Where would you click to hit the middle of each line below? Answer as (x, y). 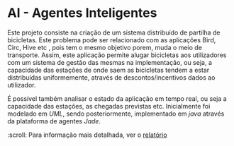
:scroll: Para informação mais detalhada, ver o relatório (88, 135)
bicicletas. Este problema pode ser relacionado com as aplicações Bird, (112, 39)
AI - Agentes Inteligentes (82, 13)
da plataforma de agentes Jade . (54, 121)
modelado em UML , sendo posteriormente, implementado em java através (116, 114)
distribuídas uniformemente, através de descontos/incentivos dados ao (111, 77)
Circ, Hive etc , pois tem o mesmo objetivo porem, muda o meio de (105, 47)
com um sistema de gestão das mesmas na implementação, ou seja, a (110, 62)
